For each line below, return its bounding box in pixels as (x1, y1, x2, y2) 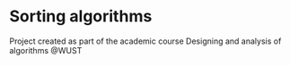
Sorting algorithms (9, 6, 153, 27)
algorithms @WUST (9, 45, 83, 55)
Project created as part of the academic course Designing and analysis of (9, 36, 282, 46)
